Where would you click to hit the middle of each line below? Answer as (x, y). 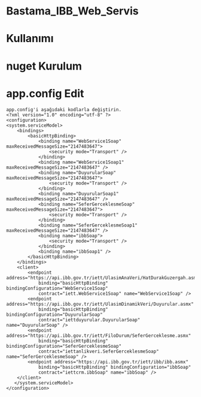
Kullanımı (30, 39)
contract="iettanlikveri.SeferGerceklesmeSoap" (99, 351)
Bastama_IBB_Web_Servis (72, 11)
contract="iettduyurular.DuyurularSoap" (89, 320)
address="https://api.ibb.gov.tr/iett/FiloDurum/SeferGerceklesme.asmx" (99, 335)
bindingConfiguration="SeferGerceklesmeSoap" (64, 346)
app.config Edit (45, 93)
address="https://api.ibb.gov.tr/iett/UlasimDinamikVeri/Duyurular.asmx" (100, 304)
